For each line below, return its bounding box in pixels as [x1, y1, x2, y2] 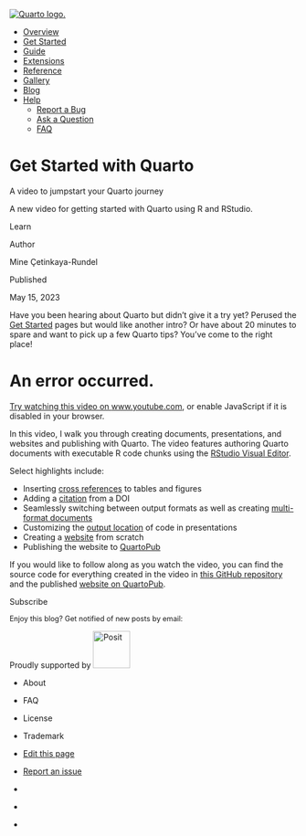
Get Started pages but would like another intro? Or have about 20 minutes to [9, 319, 297, 330]
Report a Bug [36, 104, 87, 114]
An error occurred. [9, 371, 154, 392]
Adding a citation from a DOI [22, 492, 131, 503]
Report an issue [22, 766, 82, 777]
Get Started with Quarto [9, 155, 195, 176]
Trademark [22, 730, 65, 741]
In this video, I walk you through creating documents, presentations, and [9, 428, 282, 439]
